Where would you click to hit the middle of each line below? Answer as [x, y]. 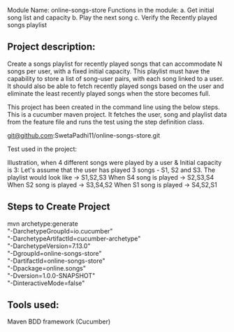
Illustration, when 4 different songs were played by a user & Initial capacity [115, 162]
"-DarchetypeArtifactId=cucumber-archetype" [74, 238]
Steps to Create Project [59, 207]
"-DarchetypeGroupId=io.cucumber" [60, 231]
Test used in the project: [42, 149]
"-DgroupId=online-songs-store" [55, 253]
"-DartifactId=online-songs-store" [56, 261]
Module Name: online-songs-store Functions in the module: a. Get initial [111, 10]
